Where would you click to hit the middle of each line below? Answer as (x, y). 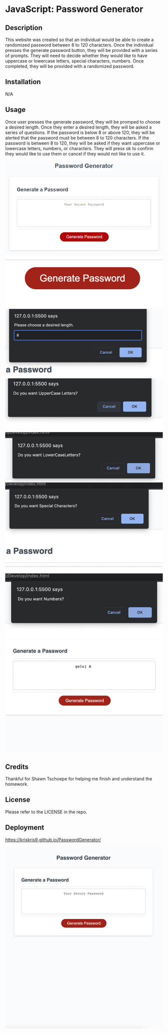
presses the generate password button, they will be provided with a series (81, 50)
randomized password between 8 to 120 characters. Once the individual (79, 45)
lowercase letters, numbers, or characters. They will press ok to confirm (79, 148)
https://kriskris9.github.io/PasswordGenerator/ (53, 839)
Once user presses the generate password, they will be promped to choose (83, 122)
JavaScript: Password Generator (74, 9)
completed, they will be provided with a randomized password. (70, 66)
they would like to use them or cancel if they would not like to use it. (75, 154)
